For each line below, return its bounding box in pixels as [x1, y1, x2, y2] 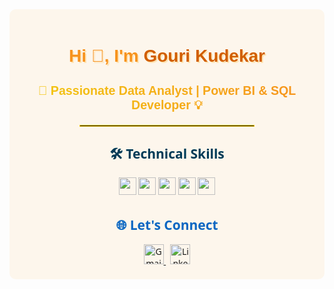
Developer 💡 [131, 97, 203, 112]
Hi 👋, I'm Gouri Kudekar [68, 46, 266, 67]
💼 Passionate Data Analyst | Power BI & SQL [37, 83, 297, 98]
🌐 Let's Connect [115, 215, 219, 234]
